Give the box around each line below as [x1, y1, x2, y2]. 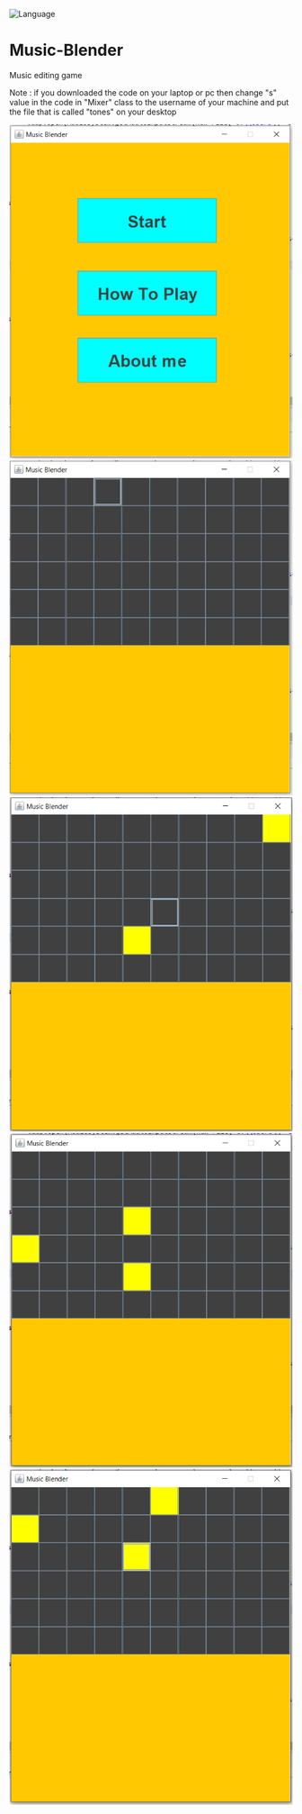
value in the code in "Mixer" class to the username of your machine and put [9, 96, 289, 107]
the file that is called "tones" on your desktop [9, 106, 177, 117]
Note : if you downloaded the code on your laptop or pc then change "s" [9, 86, 277, 98]
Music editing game [9, 69, 83, 80]
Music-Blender [9, 41, 124, 60]
